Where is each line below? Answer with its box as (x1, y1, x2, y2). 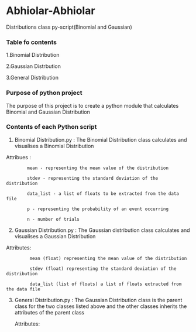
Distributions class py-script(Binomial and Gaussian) (6, 23, 133, 30)
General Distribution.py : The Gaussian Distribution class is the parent (14, 296, 183, 303)
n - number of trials (27, 216, 80, 222)
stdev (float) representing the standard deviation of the (29, 265, 177, 272)
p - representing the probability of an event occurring (27, 206, 169, 212)
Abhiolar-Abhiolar (6, 4, 95, 18)
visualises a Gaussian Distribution (14, 232, 96, 239)
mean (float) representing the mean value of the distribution (29, 255, 187, 261)
